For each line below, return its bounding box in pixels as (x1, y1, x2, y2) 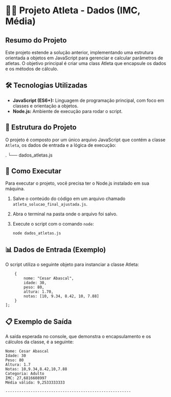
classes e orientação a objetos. (12, 102, 79, 109)
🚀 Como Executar (5, 167, 62, 175)
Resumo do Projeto (5, 36, 67, 45)
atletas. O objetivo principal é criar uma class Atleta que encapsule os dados (5, 60, 166, 66)
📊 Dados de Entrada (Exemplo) (5, 245, 106, 254)
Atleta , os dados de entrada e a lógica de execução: (5, 142, 116, 148)
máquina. (5, 186, 25, 192)
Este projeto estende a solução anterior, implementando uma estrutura (5, 50, 154, 55)
